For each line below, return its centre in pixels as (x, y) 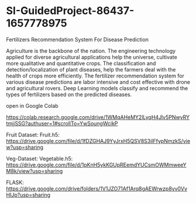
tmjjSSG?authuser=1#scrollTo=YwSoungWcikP (62, 123)
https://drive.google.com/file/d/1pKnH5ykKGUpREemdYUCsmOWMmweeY (96, 165)
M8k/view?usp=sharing (35, 171)
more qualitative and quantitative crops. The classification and (81, 63)
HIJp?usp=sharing (28, 195)
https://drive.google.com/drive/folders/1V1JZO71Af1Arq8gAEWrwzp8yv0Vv (97, 188)
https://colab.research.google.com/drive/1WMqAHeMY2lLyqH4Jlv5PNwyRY (98, 117)
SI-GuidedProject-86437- (70, 11)
